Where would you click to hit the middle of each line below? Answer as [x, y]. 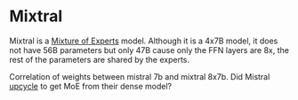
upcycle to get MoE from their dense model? [90, 86]
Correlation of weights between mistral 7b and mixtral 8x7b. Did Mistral [140, 76]
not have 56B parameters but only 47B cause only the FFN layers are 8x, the [149, 50]
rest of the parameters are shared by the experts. [99, 59]
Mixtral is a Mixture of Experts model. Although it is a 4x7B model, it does [144, 41]
